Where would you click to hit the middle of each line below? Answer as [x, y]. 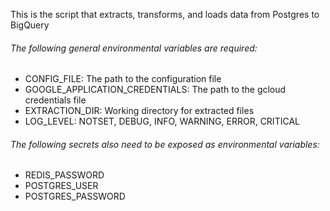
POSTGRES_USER [61, 186]
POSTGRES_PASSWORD [75, 196]
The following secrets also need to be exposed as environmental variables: [165, 144]
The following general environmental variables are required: [134, 48]
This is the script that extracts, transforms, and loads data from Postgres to [165, 14]
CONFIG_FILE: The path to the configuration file [123, 79]
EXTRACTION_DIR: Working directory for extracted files [139, 111]
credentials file [55, 100]
